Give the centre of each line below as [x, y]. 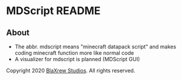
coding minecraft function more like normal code [74, 53]
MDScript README [53, 11]
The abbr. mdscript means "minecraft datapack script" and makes [95, 46]
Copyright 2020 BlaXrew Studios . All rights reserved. [71, 71]
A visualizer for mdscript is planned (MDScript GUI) [77, 59]
